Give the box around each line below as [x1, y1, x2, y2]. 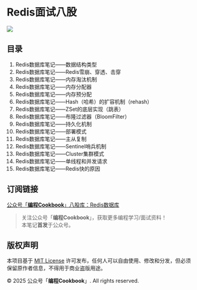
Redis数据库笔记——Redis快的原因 [15, 165, 101, 172]
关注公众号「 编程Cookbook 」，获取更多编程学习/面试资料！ [21, 214, 167, 221]
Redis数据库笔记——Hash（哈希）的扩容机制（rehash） [15, 98, 153, 105]
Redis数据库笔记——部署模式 [15, 127, 87, 135]
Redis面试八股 [7, 5, 77, 19]
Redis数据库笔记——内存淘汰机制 [15, 76, 98, 83]
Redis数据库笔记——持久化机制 [15, 120, 92, 127]
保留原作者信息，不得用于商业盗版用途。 [7, 264, 106, 272]
